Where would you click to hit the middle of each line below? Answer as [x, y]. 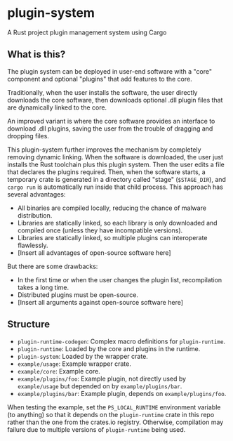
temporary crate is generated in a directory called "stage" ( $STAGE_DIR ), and [117, 179]
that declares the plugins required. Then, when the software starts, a [106, 172]
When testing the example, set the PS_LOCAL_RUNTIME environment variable [114, 407]
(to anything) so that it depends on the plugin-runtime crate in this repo [111, 414]
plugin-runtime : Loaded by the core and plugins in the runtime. [109, 348]
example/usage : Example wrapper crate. [74, 364]
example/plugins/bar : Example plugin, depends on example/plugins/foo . [122, 393]
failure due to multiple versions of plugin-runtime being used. [96, 429]
